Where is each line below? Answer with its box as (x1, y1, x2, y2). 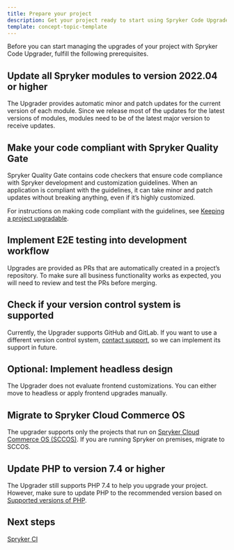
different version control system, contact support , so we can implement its (7, 335, 221, 344)
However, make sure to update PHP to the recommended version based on (7, 489, 222, 497)
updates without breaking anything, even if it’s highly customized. (7, 193, 196, 201)
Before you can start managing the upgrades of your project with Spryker (7, 43, 218, 51)
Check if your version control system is (7, 299, 181, 311)
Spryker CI (7, 535, 38, 543)
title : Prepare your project (7, 10, 92, 17)
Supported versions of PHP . (7, 496, 87, 505)
